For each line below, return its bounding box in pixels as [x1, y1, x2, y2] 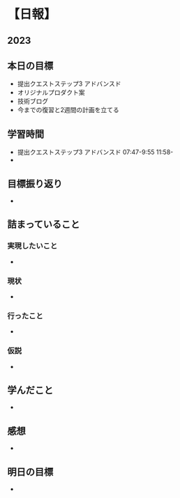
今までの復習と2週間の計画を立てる [17, 106, 120, 114]
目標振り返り [7, 178, 63, 189]
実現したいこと [7, 241, 58, 251]
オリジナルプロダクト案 [17, 88, 85, 97]
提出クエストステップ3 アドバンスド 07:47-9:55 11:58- [17, 148, 174, 157]
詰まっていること [7, 219, 80, 231]
